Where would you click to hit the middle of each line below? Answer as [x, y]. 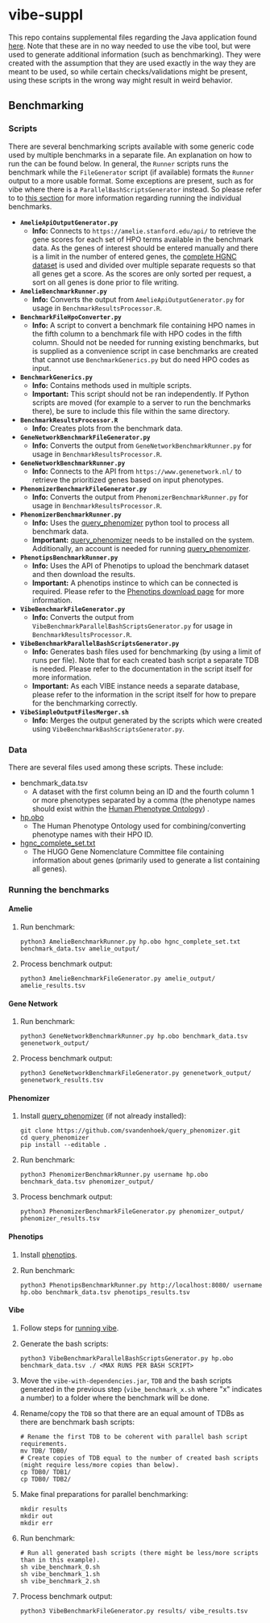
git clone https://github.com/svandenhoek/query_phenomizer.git [130, 1131]
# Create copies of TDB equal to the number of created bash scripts [139, 1458]
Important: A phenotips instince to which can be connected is [135, 583]
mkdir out [37, 1516]
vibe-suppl [46, 15]
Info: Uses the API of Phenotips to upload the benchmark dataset [141, 565]
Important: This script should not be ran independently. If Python [141, 394]
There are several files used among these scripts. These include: [116, 767]
